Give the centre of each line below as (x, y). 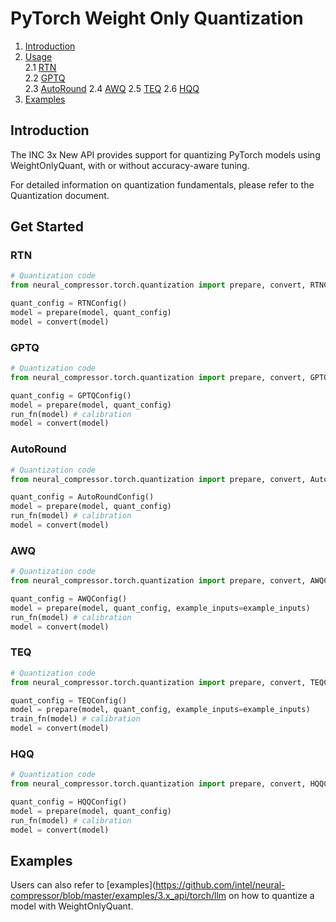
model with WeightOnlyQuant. (72, 906)
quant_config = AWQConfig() (69, 598)
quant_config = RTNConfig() (69, 303)
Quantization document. (60, 195)
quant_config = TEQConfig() (69, 700)
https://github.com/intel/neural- (220, 885)
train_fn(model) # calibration (75, 719)
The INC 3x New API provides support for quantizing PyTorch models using (165, 154)
